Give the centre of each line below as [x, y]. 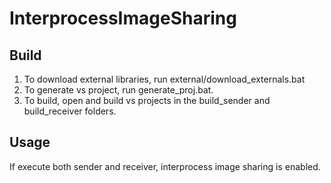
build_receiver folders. [70, 111]
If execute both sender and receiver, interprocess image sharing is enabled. [165, 166]
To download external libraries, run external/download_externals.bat [164, 79]
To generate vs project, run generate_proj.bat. [118, 90]
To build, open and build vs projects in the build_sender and [147, 100]
